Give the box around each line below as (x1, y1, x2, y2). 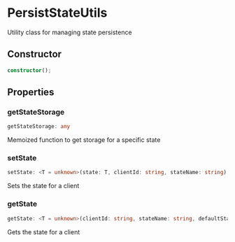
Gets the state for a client (7, 227, 80, 236)
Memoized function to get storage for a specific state (7, 136, 161, 144)
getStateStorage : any (7, 123, 71, 130)
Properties (7, 86, 55, 99)
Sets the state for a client (7, 182, 80, 190)
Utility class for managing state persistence (7, 28, 132, 36)
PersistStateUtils (7, 5, 108, 21)
